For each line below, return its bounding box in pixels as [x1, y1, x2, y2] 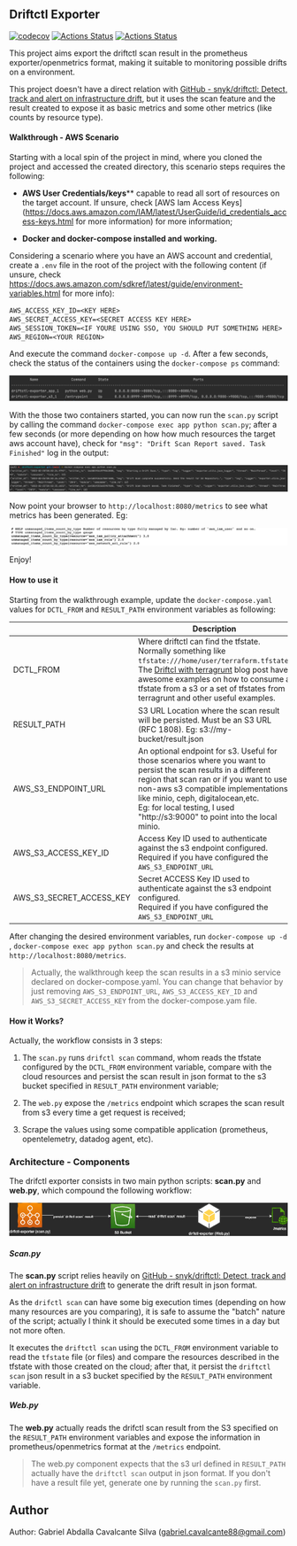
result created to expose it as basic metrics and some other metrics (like [9, 102, 272, 113]
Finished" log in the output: [9, 447, 109, 458]
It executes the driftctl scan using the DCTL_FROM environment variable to [9, 1341, 278, 1353]
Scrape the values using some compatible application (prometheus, [21, 1125, 269, 1135]
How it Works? [9, 1016, 65, 1026]
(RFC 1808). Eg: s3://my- [138, 723, 232, 734]
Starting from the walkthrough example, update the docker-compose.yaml [9, 594, 272, 605]
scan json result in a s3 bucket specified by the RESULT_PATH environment [9, 1370, 273, 1380]
